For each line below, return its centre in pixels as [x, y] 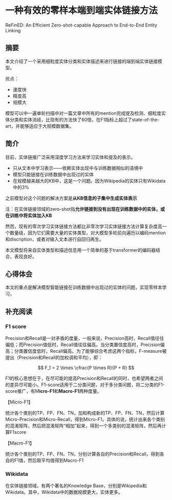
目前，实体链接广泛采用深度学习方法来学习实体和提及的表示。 [70, 157]
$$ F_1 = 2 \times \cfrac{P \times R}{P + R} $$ [86, 368]
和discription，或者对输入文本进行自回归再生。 [55, 239]
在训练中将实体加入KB [29, 215]
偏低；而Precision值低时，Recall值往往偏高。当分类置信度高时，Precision [83, 345]
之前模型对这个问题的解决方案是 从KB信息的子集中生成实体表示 [71, 198]
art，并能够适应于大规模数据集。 [40, 126]
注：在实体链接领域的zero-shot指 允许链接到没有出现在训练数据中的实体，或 [85, 209]
